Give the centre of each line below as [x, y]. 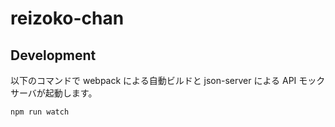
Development [53, 55]
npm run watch [40, 112]
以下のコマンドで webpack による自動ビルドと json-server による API [153, 80]
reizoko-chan [67, 18]
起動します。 [71, 93]
